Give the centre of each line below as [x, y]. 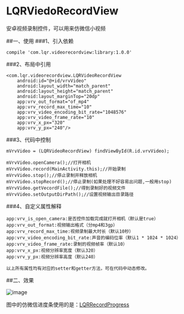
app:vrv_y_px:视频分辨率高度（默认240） [52, 257]
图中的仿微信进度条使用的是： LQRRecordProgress [68, 304]
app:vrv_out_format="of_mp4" [53, 102]
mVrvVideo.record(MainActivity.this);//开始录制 [66, 169]
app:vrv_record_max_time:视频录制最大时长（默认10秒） [70, 231]
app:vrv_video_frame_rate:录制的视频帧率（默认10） [67, 244]
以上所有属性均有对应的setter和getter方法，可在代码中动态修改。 [78, 268]
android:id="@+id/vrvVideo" [52, 81]
